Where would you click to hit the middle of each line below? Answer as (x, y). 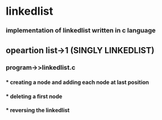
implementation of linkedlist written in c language (81, 31)
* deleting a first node (34, 96)
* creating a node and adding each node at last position (77, 82)
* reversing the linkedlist (38, 110)
